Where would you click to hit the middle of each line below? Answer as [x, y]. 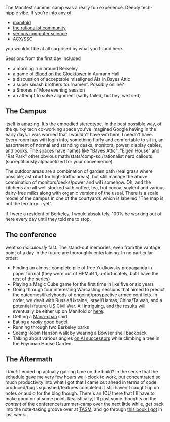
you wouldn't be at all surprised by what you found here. [64, 49]
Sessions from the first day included [43, 58]
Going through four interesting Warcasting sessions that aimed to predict [89, 289]
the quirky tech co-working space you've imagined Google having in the [81, 129]
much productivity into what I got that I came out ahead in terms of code [81, 382]
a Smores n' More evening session [49, 90]
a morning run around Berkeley [45, 68]
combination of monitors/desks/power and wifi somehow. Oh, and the [78, 182]
